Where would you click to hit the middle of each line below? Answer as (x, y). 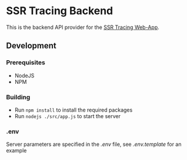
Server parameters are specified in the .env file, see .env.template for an (94, 144)
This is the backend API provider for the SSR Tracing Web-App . (83, 27)
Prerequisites (26, 63)
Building (18, 97)
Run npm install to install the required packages (74, 110)
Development (31, 46)
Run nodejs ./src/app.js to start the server (67, 116)
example (16, 151)
